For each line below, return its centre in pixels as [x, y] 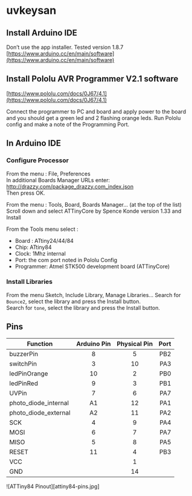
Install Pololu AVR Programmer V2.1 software [92, 79]
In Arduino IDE [34, 143]
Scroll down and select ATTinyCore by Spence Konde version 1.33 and [94, 211]
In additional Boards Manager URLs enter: [58, 180]
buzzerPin [24, 354]
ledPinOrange [29, 373]
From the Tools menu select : [42, 229]
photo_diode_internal [39, 403]
